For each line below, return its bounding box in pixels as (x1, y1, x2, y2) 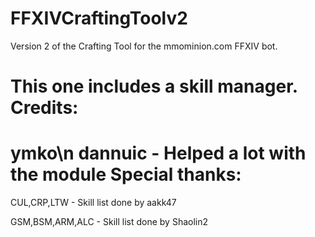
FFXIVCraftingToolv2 (10, 7, 188, 30)
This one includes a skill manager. (10, 75, 298, 98)
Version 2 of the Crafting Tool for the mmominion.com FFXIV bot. (10, 40, 278, 52)
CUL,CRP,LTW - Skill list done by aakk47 (10, 197, 177, 209)
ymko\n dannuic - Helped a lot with (10, 142, 307, 165)
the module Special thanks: (10, 163, 242, 186)
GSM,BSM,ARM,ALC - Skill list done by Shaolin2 (10, 216, 209, 228)
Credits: (10, 97, 79, 119)
